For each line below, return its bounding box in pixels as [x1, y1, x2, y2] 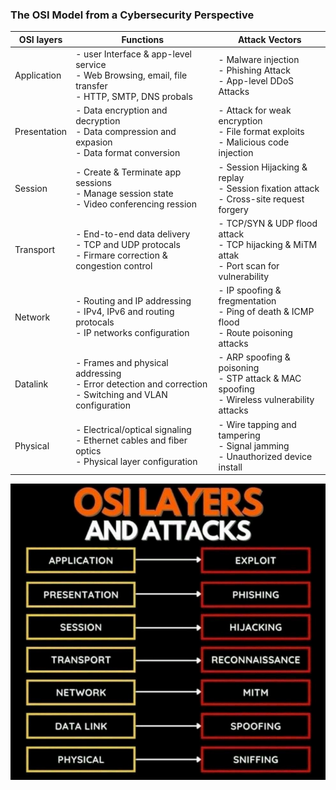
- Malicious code [218, 136, 290, 148]
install [218, 461, 243, 473]
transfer [75, 80, 108, 92]
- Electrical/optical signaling [75, 424, 192, 436]
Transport [14, 244, 56, 256]
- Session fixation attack [218, 182, 320, 194]
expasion [75, 136, 113, 148]
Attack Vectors [237, 33, 302, 45]
